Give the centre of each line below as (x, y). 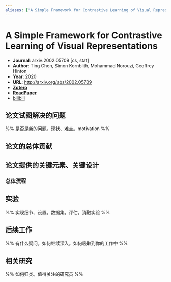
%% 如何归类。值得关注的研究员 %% (44, 274)
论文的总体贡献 (29, 146)
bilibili (19, 98)
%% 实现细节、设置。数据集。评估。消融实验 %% (58, 212)
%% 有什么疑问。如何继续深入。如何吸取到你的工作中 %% (67, 243)
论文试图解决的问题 (35, 115)
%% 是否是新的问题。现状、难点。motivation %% (58, 129)
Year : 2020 (24, 76)
